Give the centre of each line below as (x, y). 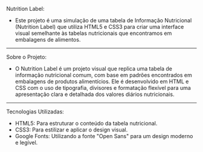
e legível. (26, 142)
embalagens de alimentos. (48, 40)
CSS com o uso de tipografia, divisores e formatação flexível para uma (103, 88)
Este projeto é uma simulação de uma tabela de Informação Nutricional (103, 20)
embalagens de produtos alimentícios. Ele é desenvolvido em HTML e (102, 81)
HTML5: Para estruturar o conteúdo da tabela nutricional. (86, 123)
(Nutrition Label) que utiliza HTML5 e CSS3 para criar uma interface (99, 27)
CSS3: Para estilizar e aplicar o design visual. (71, 130)
